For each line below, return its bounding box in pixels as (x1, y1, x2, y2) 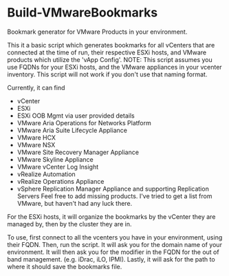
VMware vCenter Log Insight (17, 162, 98, 171)
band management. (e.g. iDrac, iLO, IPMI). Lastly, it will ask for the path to (7, 255, 215, 263)
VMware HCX (17, 133, 56, 142)
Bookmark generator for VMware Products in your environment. (7, 28, 188, 36)
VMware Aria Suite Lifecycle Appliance (17, 126, 127, 134)
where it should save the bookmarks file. (7, 262, 122, 270)
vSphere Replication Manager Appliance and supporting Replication (17, 184, 210, 193)
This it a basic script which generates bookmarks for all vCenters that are (7, 41, 215, 49)
